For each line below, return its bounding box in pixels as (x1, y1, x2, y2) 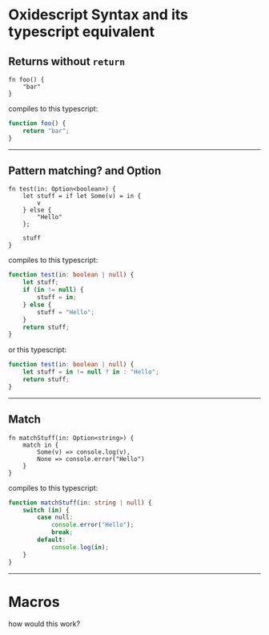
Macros (8, 593, 60, 611)
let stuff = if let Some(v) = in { (22, 192, 142, 200)
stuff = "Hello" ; (37, 308, 94, 316)
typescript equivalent (8, 22, 155, 41)
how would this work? (8, 619, 81, 629)
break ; (50, 528, 74, 536)
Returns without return (8, 55, 126, 68)
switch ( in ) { (22, 506, 70, 514)
